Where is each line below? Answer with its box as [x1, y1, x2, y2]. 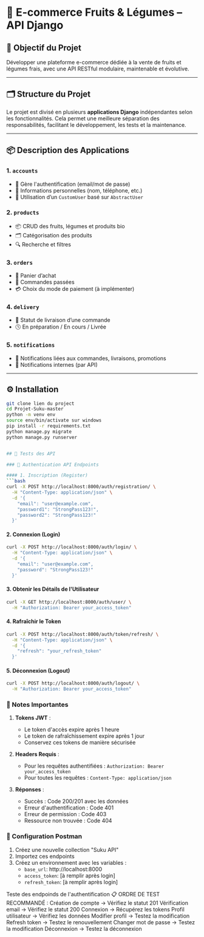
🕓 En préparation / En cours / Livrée [15, 323, 107, 330]
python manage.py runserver [6, 434, 78, 440]
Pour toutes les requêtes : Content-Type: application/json [24, 774, 172, 782]
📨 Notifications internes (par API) [15, 361, 98, 368]
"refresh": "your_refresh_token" [17, 648, 102, 655]
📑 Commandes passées [15, 279, 75, 286]
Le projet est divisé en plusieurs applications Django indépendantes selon [6, 108, 193, 115]
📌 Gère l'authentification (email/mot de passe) [15, 180, 131, 188]
